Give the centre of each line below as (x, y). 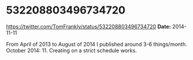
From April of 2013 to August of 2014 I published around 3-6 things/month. (96, 44)
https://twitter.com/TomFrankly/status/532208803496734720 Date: (89, 26)
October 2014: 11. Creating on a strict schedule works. (71, 50)
